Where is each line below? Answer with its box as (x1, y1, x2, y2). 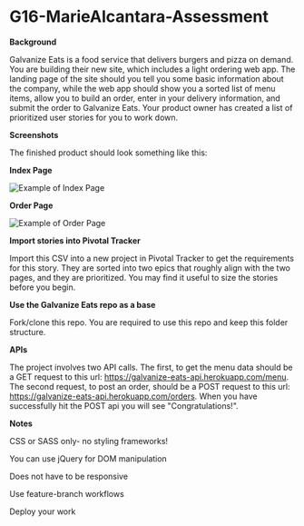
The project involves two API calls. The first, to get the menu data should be (9, 362, 293, 372)
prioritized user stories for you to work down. (9, 112, 179, 123)
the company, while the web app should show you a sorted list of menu (9, 83, 276, 94)
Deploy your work (9, 506, 76, 517)
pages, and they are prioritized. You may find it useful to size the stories (9, 272, 279, 283)
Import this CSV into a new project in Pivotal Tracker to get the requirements (9, 253, 295, 263)
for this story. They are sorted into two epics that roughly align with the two (9, 262, 290, 273)
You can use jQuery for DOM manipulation (9, 452, 168, 464)
